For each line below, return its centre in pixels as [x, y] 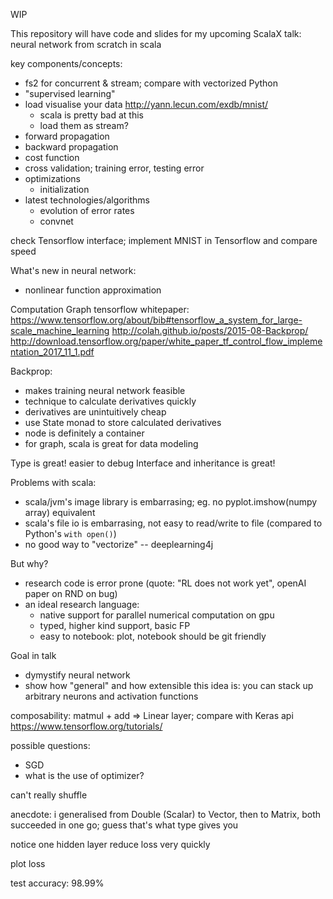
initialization [64, 189]
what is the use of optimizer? [84, 775]
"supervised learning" [70, 93]
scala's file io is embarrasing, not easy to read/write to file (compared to [173, 523]
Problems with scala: [53, 482]
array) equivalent [60, 512]
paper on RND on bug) [71, 593]
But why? [29, 563]
